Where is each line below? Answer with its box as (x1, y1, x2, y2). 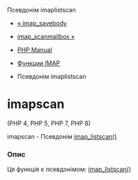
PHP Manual (16, 46, 53, 54)
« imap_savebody (16, 19, 67, 27)
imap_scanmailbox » (16, 32, 76, 41)
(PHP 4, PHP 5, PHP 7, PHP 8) (7, 119, 91, 127)
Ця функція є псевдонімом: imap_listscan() (7, 165, 132, 174)
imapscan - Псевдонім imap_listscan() (7, 132, 117, 140)
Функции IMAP (16, 59, 60, 67)
